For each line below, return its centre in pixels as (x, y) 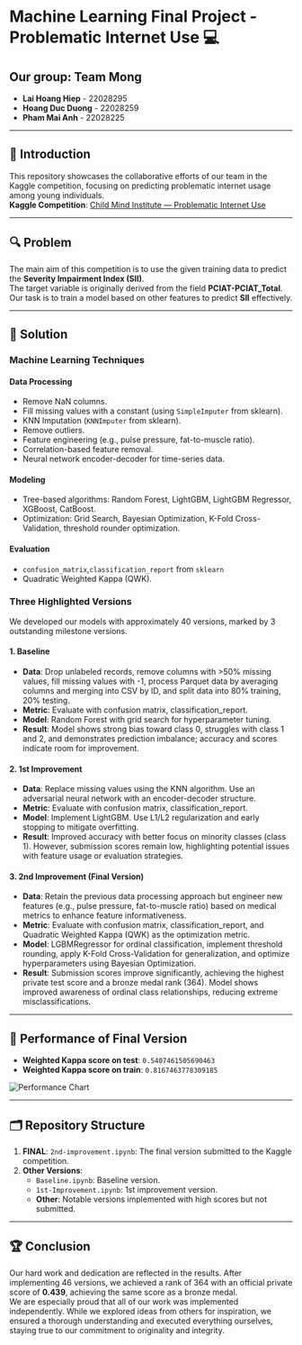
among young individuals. (57, 195)
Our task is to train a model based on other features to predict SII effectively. (151, 297)
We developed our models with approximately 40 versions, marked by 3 (142, 621)
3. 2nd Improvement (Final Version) (77, 877)
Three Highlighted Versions (71, 602)
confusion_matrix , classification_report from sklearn (123, 568)
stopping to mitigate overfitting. (80, 827)
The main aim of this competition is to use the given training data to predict (148, 268)
